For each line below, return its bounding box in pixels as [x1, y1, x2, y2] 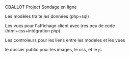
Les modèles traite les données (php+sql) [5, 14, 89, 19]
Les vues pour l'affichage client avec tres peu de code [5, 23, 115, 28]
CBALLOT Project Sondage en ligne [5, 4, 77, 10]
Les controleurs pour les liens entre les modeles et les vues [5, 37, 125, 43]
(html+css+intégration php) [5, 28, 60, 33]
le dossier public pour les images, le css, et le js [5, 47, 102, 52]
